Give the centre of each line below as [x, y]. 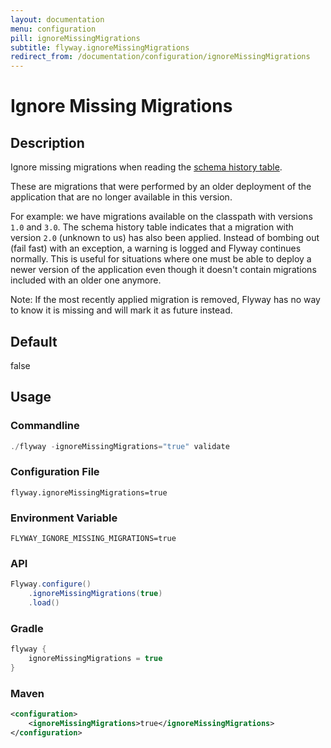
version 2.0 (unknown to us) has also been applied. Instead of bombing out [165, 238]
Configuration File [55, 472]
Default [34, 341]
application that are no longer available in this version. [121, 197]
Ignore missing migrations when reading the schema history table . [146, 167]
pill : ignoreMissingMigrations [75, 38]
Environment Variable [64, 518]
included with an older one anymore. [86, 280]
